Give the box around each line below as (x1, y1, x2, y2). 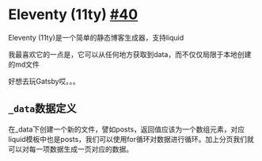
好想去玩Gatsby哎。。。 (8, 76, 81, 86)
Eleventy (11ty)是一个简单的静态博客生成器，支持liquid (8, 33, 184, 42)
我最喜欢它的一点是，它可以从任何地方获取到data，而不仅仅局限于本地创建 (8, 49, 252, 59)
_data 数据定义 (8, 102, 77, 116)
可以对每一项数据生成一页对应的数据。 (8, 144, 133, 154)
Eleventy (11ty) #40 (8, 6, 139, 24)
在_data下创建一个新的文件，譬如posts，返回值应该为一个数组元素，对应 (8, 125, 245, 134)
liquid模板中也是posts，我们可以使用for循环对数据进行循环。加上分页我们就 (8, 134, 255, 144)
